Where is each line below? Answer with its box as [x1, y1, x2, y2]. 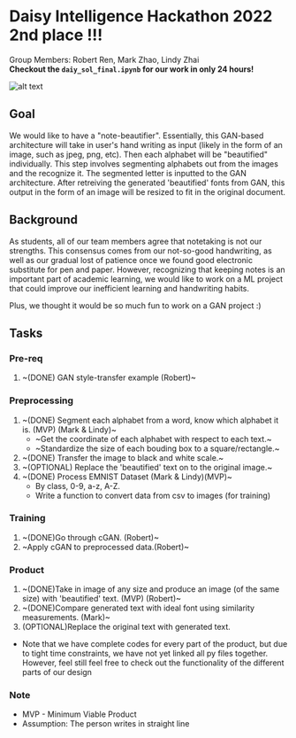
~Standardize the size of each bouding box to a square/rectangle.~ [34, 443, 280, 454]
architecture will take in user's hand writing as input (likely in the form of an [9, 139, 283, 150]
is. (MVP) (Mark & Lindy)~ [21, 423, 118, 435]
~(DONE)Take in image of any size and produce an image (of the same [21, 584, 280, 594]
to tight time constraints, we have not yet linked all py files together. [21, 649, 269, 659]
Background [9, 213, 78, 228]
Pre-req [9, 352, 43, 364]
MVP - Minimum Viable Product [21, 709, 137, 719]
